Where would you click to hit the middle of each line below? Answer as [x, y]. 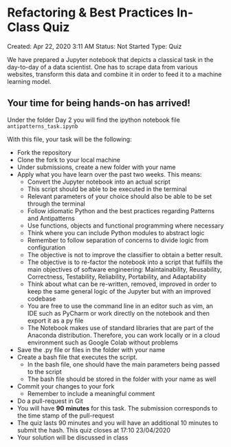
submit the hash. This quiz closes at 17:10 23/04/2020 [93, 430]
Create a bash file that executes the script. [77, 357]
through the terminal [56, 204]
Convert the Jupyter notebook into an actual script [99, 182]
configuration [46, 247]
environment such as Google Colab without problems [103, 342]
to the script [44, 371]
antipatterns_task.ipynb [43, 126]
